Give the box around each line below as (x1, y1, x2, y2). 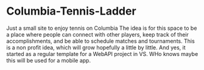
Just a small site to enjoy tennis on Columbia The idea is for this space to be (6, 24, 197, 32)
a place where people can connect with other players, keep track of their (6, 30, 189, 38)
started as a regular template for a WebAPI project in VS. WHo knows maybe (6, 50, 199, 57)
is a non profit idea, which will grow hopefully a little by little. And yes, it (6, 44, 186, 51)
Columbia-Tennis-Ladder (6, 4, 136, 18)
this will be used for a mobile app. (6, 57, 91, 64)
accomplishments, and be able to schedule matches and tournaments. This (6, 37, 195, 44)
